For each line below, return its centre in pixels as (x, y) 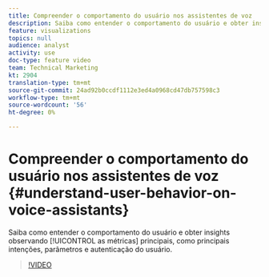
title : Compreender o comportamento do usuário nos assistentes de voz (130, 16)
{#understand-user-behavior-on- (122, 193)
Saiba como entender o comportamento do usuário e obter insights (119, 232)
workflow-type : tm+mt (44, 98)
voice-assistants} (69, 210)
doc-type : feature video (50, 61)
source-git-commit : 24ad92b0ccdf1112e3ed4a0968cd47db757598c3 (114, 90)
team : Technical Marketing (53, 68)
